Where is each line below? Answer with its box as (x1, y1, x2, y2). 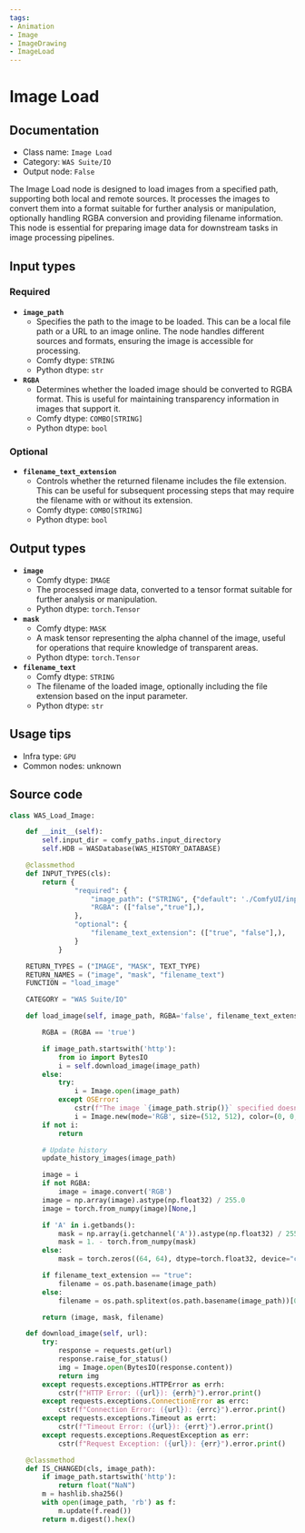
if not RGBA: (42, 1179, 92, 1188)
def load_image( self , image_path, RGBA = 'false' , (25, 1011, 213, 1020)
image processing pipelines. (9, 232, 115, 243)
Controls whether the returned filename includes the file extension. (35, 475, 287, 487)
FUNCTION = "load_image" (25, 979, 120, 988)
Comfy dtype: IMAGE (35, 574, 111, 585)
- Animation (9, 22, 54, 31)
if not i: (42, 1121, 79, 1130)
